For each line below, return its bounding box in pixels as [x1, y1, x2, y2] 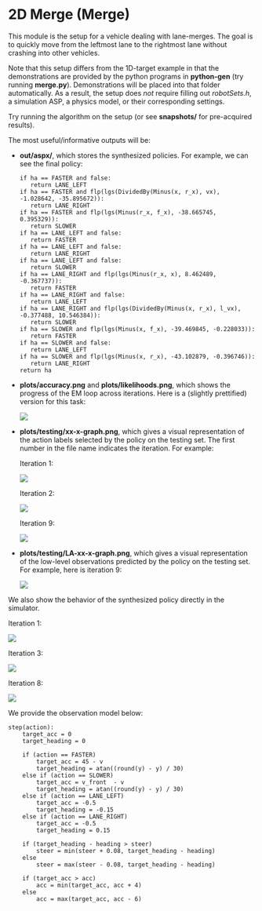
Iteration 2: [19, 488, 55, 497]
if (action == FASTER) [22, 751, 96, 759]
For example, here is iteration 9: [19, 565, 122, 574]
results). [8, 120, 35, 129]
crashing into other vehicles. [8, 48, 100, 57]
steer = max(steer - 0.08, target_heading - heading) [36, 861, 216, 869]
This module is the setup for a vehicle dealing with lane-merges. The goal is [8, 31, 253, 41]
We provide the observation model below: [8, 708, 144, 717]
